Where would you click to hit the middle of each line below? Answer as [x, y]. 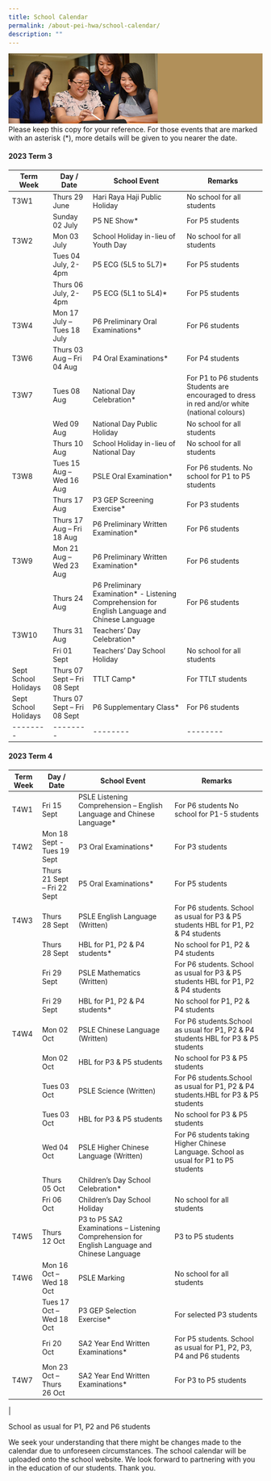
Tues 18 [66, 330]
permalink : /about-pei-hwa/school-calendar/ [84, 25]
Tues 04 [66, 256]
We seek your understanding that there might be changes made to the [125, 1442]
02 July [65, 225]
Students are [208, 386]
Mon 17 [65, 313]
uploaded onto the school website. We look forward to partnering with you [132, 1459]
